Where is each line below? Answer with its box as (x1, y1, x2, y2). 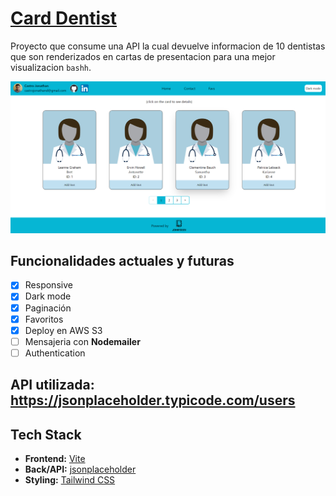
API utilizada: (10, 377, 95, 394)
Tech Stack (10, 426, 82, 443)
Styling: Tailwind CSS (24, 474, 116, 486)
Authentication (24, 347, 86, 359)
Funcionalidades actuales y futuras (10, 252, 235, 269)
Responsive (24, 279, 73, 291)
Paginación (24, 302, 72, 314)
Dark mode (24, 290, 72, 302)
